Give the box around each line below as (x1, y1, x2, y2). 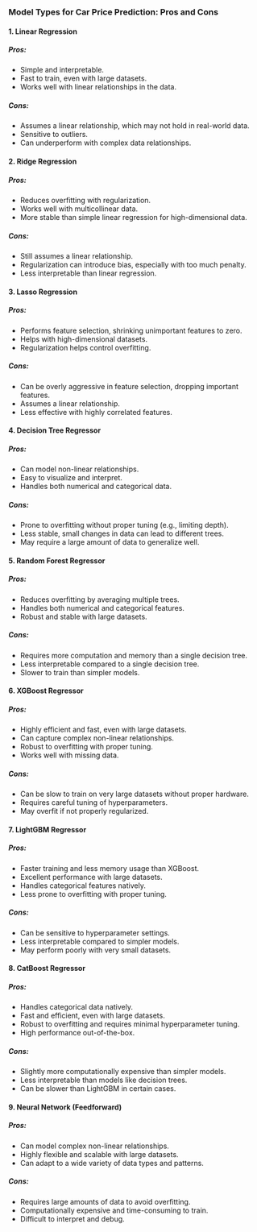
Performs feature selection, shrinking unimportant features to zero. (19, 326, 243, 335)
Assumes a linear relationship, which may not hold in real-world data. (19, 121, 250, 131)
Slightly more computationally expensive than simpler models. (19, 1067, 226, 1076)
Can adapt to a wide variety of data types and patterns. (19, 1158, 204, 1168)
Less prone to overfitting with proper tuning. (19, 889, 168, 898)
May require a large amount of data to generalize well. (19, 537, 200, 547)
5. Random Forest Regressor (8, 555, 106, 566)
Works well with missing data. (19, 750, 119, 760)
